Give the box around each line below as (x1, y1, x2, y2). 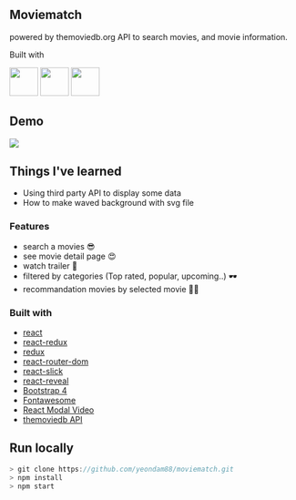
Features (9, 220, 50, 233)
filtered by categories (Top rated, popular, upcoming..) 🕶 (22, 270, 238, 281)
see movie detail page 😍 (22, 250, 117, 261)
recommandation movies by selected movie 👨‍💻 (22, 283, 199, 294)
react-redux (22, 337, 68, 348)
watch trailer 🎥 (22, 260, 77, 271)
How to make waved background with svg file (22, 198, 194, 209)
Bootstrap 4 (22, 385, 67, 396)
